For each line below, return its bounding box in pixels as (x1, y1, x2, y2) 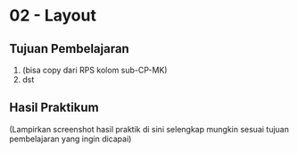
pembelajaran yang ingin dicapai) (9, 133, 132, 144)
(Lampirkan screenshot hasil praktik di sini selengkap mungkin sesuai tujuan (9, 123, 290, 134)
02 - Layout (9, 5, 96, 26)
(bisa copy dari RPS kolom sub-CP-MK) (21, 64, 168, 75)
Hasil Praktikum (9, 100, 100, 115)
